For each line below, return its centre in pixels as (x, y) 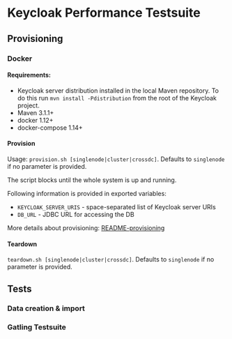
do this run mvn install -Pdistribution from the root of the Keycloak (117, 98)
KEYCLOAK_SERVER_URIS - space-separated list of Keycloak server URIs (116, 206)
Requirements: (29, 75)
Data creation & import (46, 308)
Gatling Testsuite (37, 327)
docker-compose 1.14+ (50, 128)
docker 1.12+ (35, 120)
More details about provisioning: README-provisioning (86, 227)
